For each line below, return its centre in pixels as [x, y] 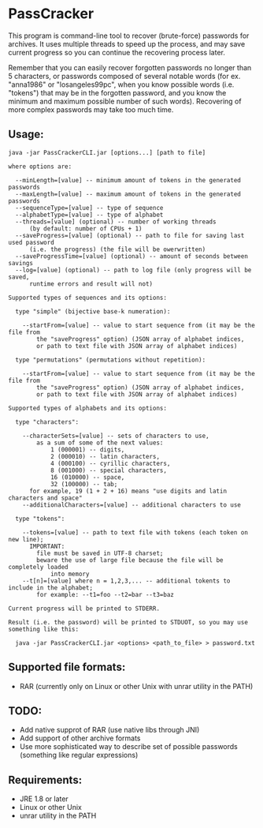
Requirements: [45, 779]
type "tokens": [40, 519]
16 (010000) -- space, [87, 477]
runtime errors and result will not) [91, 284]
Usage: [26, 135]
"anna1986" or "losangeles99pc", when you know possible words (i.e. [121, 84]
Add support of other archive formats [80, 738]
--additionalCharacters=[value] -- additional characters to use [132, 505]
